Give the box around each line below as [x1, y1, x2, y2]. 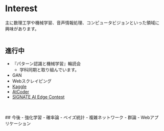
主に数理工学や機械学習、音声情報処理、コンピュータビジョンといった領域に [5, 20, 160, 25]
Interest [5, 3, 38, 14]
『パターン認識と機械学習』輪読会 [12, 61, 81, 66]
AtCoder [12, 88, 29, 94]
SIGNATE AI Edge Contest [12, 94, 65, 100]
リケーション [5, 120, 31, 126]
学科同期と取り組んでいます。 [19, 66, 79, 72]
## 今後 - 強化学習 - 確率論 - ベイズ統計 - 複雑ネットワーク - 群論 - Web [5, 114, 150, 120]
